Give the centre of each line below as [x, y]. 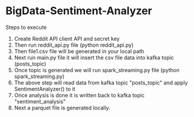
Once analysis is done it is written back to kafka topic [79, 95]
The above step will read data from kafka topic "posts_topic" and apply [101, 82]
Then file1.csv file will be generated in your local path [79, 51]
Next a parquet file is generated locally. [62, 108]
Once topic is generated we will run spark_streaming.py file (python [97, 70]
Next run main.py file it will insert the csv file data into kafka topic [94, 57]
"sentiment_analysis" [40, 101]
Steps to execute [26, 27]
